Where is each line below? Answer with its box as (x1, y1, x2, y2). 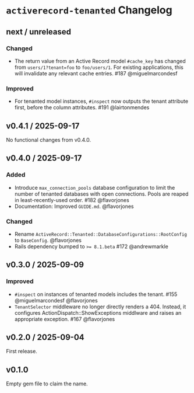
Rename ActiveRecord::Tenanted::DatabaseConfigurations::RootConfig (14, 230, 188, 237)
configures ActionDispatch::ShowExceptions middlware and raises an (14, 309, 182, 316)
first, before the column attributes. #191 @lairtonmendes (14, 104, 150, 111)
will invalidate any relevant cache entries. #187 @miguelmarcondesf (14, 69, 178, 76)
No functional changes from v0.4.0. (6, 136, 91, 143)
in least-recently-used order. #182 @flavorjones (14, 196, 129, 203)
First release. (6, 348, 38, 355)
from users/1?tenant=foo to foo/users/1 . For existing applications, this (14, 64, 184, 71)
